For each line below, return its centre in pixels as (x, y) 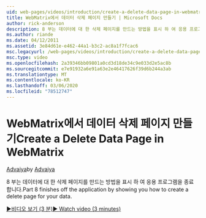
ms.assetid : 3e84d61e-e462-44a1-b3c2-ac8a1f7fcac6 (72, 46)
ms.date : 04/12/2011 (33, 40)
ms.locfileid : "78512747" (39, 92)
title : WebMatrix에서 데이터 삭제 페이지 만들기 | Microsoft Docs (85, 18)
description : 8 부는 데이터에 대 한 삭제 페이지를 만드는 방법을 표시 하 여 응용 (97, 29)
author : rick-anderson (35, 23)
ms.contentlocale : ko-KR (38, 80)
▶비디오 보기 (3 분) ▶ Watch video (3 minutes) (64, 209)
